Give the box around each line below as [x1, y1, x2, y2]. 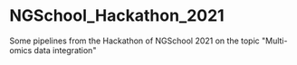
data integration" [34, 44, 97, 55]
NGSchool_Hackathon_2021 [9, 5, 225, 26]
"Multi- [261, 35, 288, 46]
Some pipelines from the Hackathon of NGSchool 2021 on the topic [9, 35, 260, 46]
